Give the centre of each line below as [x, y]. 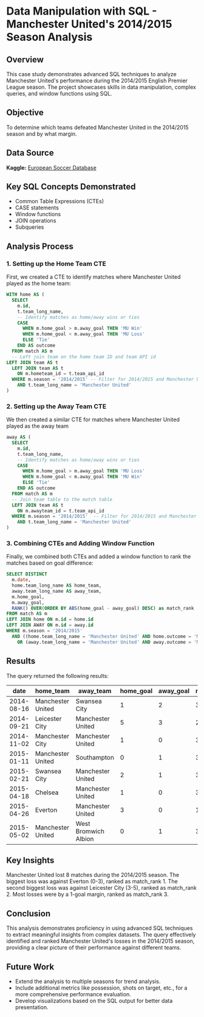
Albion [85, 839]
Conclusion [29, 913]
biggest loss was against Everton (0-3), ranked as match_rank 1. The [92, 881]
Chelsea [47, 792]
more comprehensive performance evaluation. [73, 994]
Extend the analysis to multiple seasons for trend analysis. [88, 981]
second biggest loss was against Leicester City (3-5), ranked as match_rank [102, 888]
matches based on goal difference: [50, 563]
